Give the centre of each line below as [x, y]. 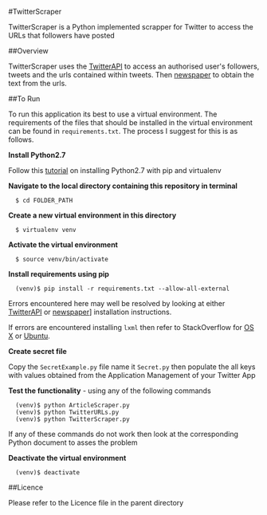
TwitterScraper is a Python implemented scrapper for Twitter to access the [131, 27]
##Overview [29, 51]
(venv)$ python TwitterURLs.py [67, 412]
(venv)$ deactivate [48, 473]
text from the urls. [38, 83]
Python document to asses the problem [73, 442]
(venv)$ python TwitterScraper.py [73, 419]
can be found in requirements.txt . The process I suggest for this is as [123, 131]
